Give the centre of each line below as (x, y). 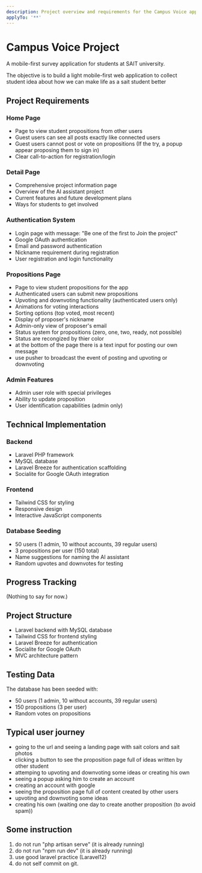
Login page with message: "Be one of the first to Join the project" (96, 233)
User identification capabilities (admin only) (69, 406)
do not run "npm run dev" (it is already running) (74, 850)
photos (24, 753)
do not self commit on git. (47, 863)
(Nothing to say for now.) (37, 597)
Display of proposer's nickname (54, 319)
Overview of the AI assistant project (59, 192)
